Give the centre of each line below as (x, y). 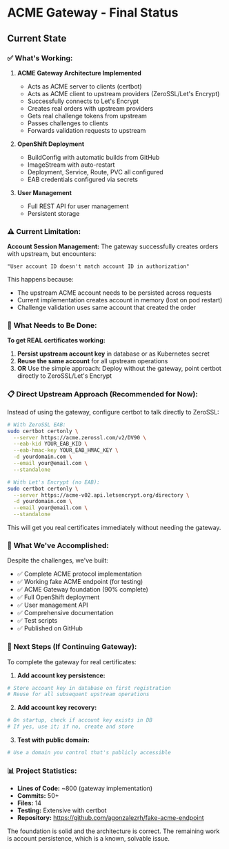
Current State (37, 38)
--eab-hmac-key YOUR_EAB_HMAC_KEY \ (66, 450)
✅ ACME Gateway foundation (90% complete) (82, 590)
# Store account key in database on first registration (89, 688)
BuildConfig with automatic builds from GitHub (93, 157)
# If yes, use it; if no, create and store (71, 727)
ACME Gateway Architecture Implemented (79, 73)
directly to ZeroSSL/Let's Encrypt (64, 376)
